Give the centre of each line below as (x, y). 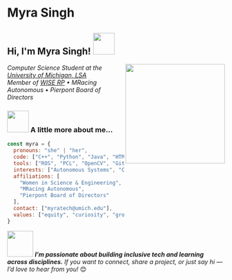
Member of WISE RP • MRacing (52, 82)
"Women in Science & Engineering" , (71, 183)
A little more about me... (71, 129)
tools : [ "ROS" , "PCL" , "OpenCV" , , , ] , (103, 163)
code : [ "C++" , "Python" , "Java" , (61, 157)
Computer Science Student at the (55, 68)
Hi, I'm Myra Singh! (49, 51)
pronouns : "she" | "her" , (51, 151)
